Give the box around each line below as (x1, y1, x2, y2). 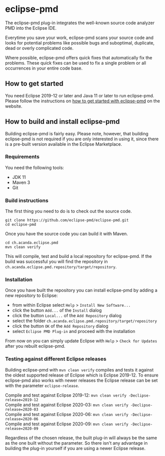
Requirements (5, 153, 40, 160)
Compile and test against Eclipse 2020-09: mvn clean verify (5, 421, 129, 427)
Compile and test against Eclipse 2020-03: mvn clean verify (5, 402, 129, 408)
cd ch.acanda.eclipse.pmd (5, 241, 58, 246)
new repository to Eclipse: (5, 292, 58, 298)
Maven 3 (12, 179, 31, 185)
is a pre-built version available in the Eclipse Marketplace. (5, 141, 122, 147)
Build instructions (5, 197, 49, 204)
